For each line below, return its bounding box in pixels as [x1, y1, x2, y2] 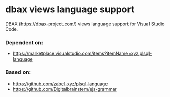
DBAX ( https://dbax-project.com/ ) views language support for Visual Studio [5, 21, 165, 27]
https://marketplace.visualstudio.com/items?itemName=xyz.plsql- [12, 50, 152, 57]
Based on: [5, 69, 31, 76]
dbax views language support [5, 4, 135, 15]
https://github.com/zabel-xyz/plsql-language [12, 81, 108, 87]
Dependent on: [5, 38, 44, 46]
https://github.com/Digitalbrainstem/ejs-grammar [12, 86, 117, 92]
